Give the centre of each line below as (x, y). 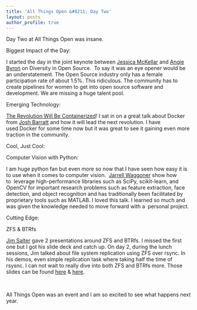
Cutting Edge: (23, 218)
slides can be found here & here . (46, 272)
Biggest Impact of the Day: (39, 51)
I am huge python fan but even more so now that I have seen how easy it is (97, 169)
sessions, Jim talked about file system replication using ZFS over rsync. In (96, 253)
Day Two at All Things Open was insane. (55, 39)
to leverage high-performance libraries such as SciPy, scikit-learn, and (92, 181)
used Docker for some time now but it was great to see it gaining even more (98, 129)
